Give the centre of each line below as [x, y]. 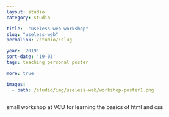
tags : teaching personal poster [47, 62]
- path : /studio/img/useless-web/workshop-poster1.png [83, 90]
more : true [20, 73]
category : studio [28, 18]
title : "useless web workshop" [47, 29]
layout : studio [26, 12]
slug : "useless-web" [33, 34]
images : [16, 84]
